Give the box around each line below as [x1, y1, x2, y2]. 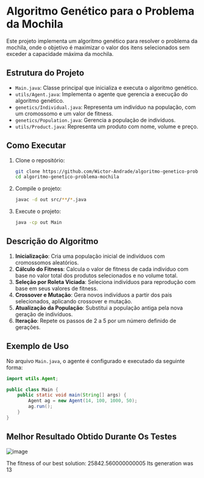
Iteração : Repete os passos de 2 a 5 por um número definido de [15, 317, 177, 324]
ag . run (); [28, 403, 53, 410]
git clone [15, 168, 41, 175]
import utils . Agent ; [6, 375, 59, 381]
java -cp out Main [15, 220, 62, 226]
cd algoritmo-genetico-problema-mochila [15, 174, 119, 180]
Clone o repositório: [15, 156, 65, 164]
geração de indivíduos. [15, 310, 73, 317]
